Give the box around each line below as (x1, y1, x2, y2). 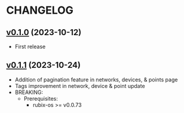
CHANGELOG (6, 4, 73, 17)
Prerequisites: (23, 95, 58, 102)
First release (14, 43, 46, 50)
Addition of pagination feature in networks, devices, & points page (14, 76, 178, 83)
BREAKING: (14, 89, 44, 96)
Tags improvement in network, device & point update (14, 82, 145, 89)
